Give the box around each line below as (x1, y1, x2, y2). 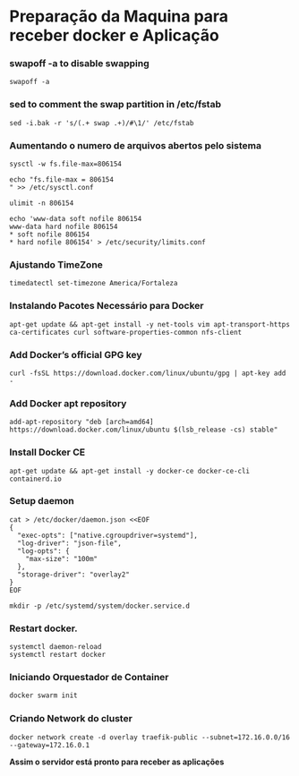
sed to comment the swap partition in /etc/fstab (9, 98, 222, 111)
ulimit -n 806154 (9, 199, 74, 208)
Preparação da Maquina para (9, 6, 229, 27)
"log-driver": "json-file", (17, 539, 123, 548)
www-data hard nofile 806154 (9, 222, 118, 232)
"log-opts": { (17, 546, 70, 556)
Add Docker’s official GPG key (9, 348, 142, 361)
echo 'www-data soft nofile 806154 (9, 215, 142, 224)
